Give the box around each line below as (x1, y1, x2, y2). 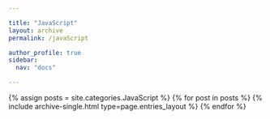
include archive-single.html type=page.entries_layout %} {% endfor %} (8, 102, 246, 111)
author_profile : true (8, 49, 82, 57)
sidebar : (8, 56, 38, 65)
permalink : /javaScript (8, 34, 89, 42)
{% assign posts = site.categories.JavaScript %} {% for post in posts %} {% (8, 93, 264, 102)
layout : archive (8, 26, 63, 35)
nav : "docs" (15, 64, 57, 72)
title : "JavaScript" (8, 19, 79, 27)
